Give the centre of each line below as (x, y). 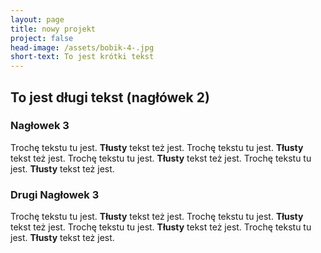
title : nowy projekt (53, 29)
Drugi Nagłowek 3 (55, 194)
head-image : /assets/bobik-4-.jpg (82, 47)
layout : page (37, 19)
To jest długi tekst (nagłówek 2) (110, 97)
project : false (42, 38)
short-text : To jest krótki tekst (82, 57)
